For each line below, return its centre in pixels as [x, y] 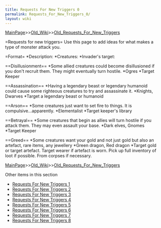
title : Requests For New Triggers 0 [42, 10]
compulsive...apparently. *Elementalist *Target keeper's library [69, 111]
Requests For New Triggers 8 [41, 221]
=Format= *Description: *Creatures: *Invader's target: [60, 57]
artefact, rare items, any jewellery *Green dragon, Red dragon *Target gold [81, 145]
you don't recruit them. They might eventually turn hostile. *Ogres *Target [80, 71]
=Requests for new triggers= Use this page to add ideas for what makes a [79, 42]
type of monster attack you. [33, 47]
